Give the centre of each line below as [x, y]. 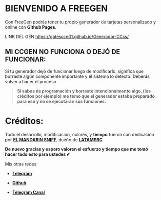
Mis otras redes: [21, 164]
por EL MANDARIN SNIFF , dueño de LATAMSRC [54, 140]
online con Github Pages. [31, 27]
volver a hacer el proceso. [31, 81]
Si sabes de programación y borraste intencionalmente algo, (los [84, 91]
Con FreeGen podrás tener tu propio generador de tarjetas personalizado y [80, 22]
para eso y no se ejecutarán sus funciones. [61, 101]
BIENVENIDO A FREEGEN [57, 9]
